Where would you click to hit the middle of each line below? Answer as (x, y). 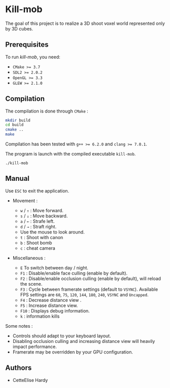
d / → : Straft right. (38, 226)
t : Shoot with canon (42, 237)
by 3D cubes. (19, 28)
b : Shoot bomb (36, 243)
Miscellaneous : (29, 258)
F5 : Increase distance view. (49, 305)
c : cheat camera (38, 248)
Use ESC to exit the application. (37, 190)
